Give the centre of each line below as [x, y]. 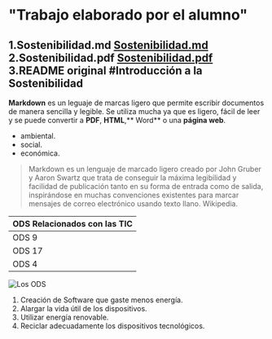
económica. [40, 153]
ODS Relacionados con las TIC [72, 224]
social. [31, 145]
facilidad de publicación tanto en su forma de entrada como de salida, [146, 186]
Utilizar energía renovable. [64, 317]
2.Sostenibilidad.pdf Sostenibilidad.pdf [111, 57]
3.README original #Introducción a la [105, 70]
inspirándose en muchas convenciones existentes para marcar [134, 195]
